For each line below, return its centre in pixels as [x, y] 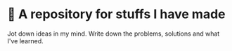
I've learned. [25, 41]
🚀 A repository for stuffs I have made [116, 14]
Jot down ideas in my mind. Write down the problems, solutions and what [114, 34]
